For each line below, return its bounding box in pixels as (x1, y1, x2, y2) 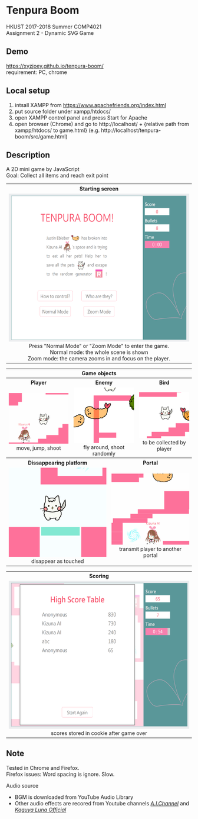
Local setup (6, 86, 50, 96)
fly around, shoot (83, 443, 125, 450)
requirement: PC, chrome (6, 69, 68, 76)
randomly (92, 450, 116, 457)
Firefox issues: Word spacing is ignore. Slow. (6, 770, 115, 778)
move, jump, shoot (16, 444, 61, 452)
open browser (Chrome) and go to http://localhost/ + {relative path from (14, 120, 190, 127)
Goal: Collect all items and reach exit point (6, 172, 109, 179)
